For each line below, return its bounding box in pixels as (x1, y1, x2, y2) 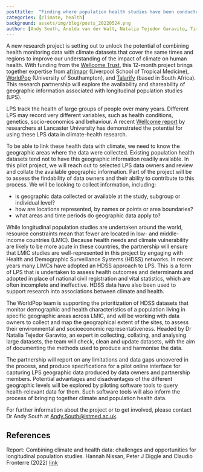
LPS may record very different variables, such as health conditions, (6, 112, 173, 119)
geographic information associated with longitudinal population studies (6, 87, 183, 94)
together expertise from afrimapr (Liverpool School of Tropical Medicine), (6, 68, 189, 75)
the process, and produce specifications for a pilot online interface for (6, 363, 181, 370)
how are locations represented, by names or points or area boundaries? (14, 206, 193, 213)
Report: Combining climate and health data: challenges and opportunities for (6, 446, 197, 453)
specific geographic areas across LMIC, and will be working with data (6, 312, 180, 320)
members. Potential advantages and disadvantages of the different (6, 375, 173, 383)
